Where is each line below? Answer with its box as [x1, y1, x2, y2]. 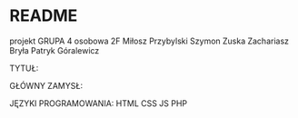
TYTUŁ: [9, 63, 39, 74]
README [9, 5, 78, 26]
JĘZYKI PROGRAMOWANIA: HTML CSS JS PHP [9, 97, 188, 109]
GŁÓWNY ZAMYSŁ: [9, 80, 84, 91]
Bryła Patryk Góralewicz [9, 44, 100, 55]
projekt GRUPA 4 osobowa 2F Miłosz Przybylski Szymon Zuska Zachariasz [9, 35, 289, 46]
